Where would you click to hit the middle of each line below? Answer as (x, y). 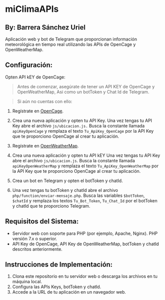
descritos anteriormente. (37, 249)
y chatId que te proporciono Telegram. (51, 206)
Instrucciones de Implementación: (59, 265)
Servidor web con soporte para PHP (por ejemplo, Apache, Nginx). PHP (85, 233)
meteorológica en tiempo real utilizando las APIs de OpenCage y (70, 44)
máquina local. (27, 282)
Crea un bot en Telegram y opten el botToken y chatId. (67, 181)
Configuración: (29, 65)
